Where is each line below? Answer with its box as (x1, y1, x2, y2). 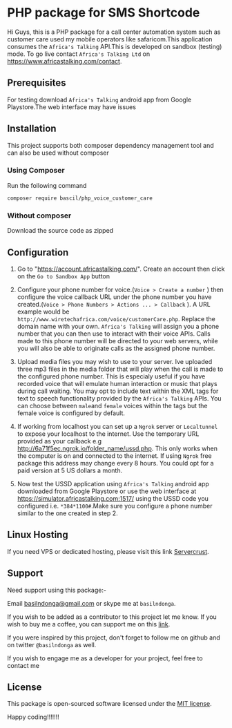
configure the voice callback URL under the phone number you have (17, 292, 212, 301)
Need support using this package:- (7, 586, 107, 594)
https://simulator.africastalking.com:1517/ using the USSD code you (17, 494, 209, 502)
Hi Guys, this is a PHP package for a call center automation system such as (7, 28, 221, 36)
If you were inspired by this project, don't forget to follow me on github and (7, 633, 221, 642)
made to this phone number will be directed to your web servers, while (17, 336, 219, 345)
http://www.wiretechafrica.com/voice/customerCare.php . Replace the (17, 314, 215, 323)
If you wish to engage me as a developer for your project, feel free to (7, 654, 203, 662)
